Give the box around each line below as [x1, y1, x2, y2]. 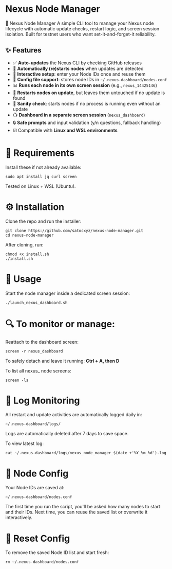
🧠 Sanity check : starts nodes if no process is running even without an [12, 100, 161, 106]
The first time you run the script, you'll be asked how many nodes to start [5, 504, 161, 510]
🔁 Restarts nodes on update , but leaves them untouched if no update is [12, 90, 165, 96]
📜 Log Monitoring [5, 395, 80, 406]
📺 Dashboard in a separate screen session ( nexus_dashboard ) [12, 112, 145, 118]
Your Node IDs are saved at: [5, 485, 65, 491]
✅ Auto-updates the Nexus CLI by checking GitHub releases [12, 60, 142, 66]
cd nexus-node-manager [5, 233, 54, 238]
